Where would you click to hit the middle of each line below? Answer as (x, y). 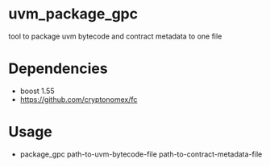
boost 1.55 (37, 91)
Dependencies (58, 69)
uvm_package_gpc (73, 14)
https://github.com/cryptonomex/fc (79, 99)
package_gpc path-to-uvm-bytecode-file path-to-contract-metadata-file (141, 154)
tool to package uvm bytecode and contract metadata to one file (115, 36)
